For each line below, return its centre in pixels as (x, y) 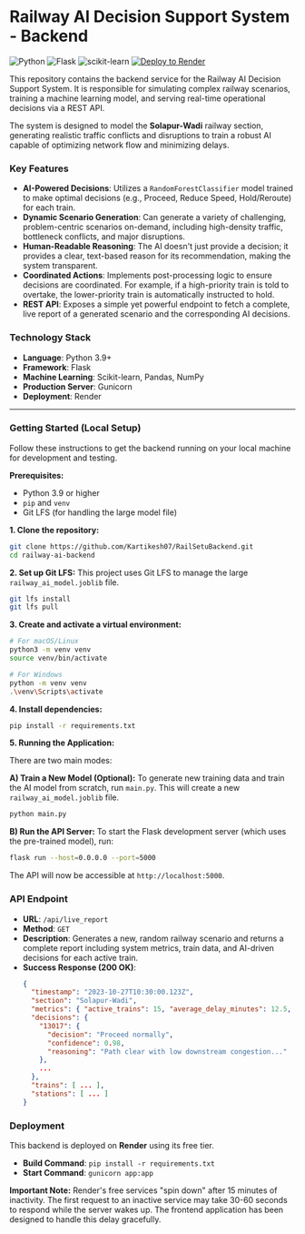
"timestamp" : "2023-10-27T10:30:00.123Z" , (113, 992)
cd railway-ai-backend (52, 555)
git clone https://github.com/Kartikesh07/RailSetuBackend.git (132, 546)
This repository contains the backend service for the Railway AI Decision (145, 78)
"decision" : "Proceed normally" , (110, 1035)
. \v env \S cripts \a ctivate (56, 692)
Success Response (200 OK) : (79, 967)
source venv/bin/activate (58, 658)
